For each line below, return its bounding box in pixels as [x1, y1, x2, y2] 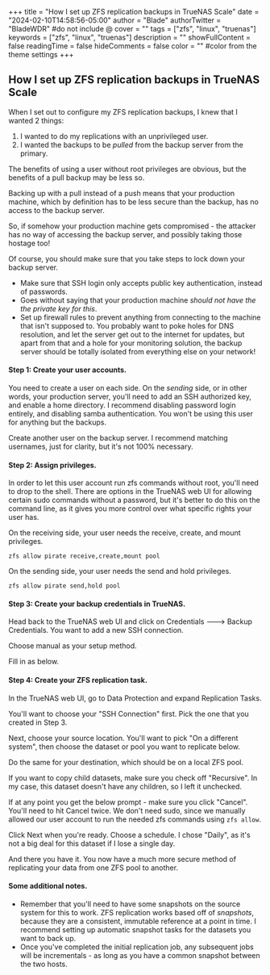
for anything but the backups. [8, 417, 107, 427]
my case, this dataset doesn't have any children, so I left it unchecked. [8, 781, 243, 791]
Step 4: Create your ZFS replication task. [8, 676, 147, 685]
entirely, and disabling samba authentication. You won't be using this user [8, 409, 254, 419]
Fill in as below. [8, 657, 59, 667]
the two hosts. [19, 959, 69, 969]
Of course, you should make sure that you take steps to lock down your [8, 253, 246, 263]
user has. [8, 513, 39, 522]
